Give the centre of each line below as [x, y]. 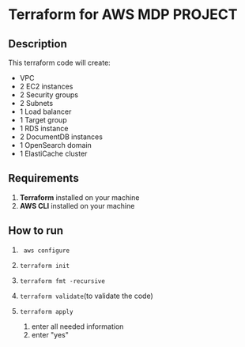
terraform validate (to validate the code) [86, 296]
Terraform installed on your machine [79, 197]
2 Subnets [36, 103]
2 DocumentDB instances [61, 137]
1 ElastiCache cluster [53, 153]
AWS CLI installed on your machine [77, 206]
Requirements [43, 178]
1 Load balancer [45, 111]
